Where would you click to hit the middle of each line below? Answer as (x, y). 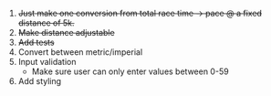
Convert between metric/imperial (80, 52)
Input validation (47, 62)
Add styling (40, 81)
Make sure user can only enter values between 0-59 (130, 71)
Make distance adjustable (67, 32)
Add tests (36, 42)
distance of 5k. (46, 23)
